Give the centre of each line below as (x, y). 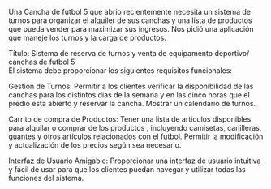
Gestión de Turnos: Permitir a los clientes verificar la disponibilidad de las (131, 86)
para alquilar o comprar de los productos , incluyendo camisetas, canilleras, (135, 128)
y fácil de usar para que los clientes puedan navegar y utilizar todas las (127, 169)
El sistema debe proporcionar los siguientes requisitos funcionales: (120, 71)
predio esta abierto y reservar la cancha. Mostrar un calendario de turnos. (132, 103)
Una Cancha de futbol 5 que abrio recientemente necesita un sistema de (130, 12)
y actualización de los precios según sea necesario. (95, 145)
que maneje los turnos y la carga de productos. (87, 37)
